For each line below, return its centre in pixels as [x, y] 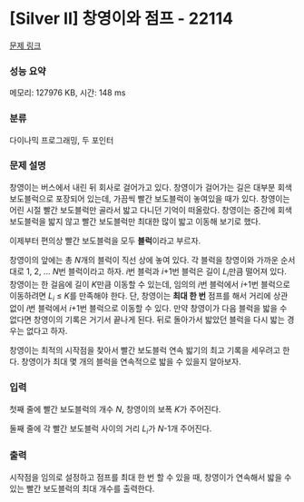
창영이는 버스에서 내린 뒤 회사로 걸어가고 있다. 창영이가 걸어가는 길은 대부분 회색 [151, 187]
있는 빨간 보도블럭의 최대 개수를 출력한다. [82, 488]
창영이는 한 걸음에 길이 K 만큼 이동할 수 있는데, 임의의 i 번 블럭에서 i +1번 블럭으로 [150, 284]
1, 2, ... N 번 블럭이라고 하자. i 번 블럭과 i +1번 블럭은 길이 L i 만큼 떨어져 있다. [157, 272]
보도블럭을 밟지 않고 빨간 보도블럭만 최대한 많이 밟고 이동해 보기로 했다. [135, 221]
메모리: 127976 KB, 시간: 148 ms [68, 93]
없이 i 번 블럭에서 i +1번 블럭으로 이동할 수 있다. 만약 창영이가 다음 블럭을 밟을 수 [148, 309]
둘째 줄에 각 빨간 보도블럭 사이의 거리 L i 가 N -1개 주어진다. [111, 429]
